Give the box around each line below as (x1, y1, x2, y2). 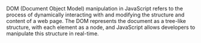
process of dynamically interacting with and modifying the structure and (6, 11, 185, 18)
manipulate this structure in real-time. (6, 30, 99, 37)
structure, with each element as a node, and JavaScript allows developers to (6, 24, 196, 31)
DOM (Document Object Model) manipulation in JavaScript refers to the (6, 5, 183, 12)
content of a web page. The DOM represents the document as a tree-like (6, 18, 187, 24)
